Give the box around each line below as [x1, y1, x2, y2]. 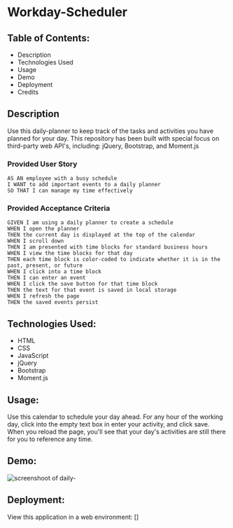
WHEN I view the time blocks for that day [7, 250, 133, 257]
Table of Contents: [7, 32, 90, 44]
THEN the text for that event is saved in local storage [7, 286, 177, 294]
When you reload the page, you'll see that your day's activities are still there [7, 428, 226, 436]
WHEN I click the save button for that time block [7, 281, 158, 288]
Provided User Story [7, 159, 78, 169]
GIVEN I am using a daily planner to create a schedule [7, 219, 174, 226]
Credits [17, 88, 39, 96]
